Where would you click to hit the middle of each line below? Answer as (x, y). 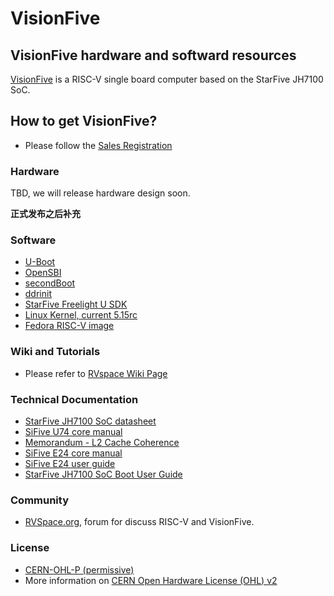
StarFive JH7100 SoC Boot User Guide (103, 474)
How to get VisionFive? (84, 121)
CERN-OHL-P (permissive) (79, 569)
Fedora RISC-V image (69, 326)
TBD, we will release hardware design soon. (100, 193)
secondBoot (50, 283)
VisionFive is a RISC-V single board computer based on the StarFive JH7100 (167, 79)
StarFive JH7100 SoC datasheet (90, 421)
